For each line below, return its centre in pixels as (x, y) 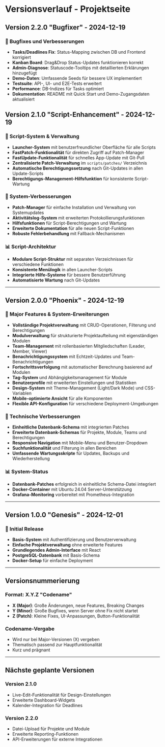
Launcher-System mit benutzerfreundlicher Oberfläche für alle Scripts (84, 147)
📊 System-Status (27, 472)
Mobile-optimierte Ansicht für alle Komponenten (62, 398)
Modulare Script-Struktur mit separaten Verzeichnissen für (73, 259)
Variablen (22, 393)
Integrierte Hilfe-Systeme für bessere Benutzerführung (69, 275)
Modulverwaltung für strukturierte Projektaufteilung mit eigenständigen (85, 335)
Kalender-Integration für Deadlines (47, 705)
